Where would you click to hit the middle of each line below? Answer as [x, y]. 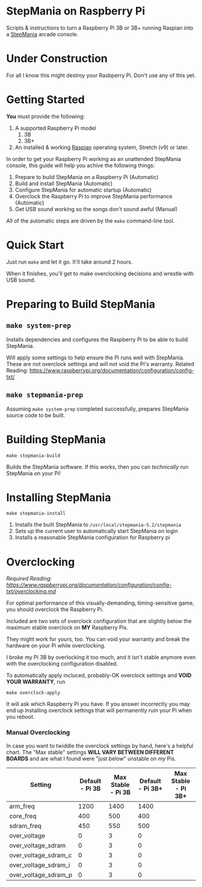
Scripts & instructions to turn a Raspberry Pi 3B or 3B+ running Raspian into [100, 28]
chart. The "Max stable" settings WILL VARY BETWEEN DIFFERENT [90, 752]
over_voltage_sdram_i [40, 865]
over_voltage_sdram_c [41, 855]
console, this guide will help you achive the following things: [81, 165]
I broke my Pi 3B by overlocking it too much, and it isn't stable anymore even [101, 657]
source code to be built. [36, 415]
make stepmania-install [36, 514]
